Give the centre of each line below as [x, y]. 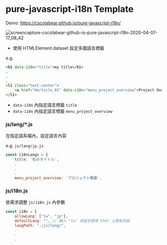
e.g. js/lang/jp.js [25, 146]
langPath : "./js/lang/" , [40, 225]
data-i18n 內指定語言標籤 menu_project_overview [63, 111]
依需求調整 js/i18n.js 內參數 [35, 202]
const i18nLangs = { [27, 155]
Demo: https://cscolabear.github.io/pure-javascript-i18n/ [63, 23]
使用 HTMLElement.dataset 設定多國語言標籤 [58, 48]
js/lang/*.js [19, 124]
